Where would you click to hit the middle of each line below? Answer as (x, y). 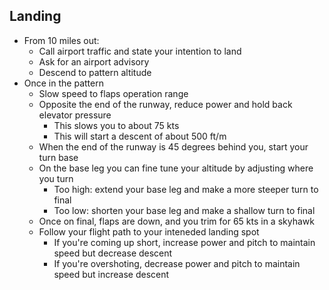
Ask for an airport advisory (94, 61)
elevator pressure (75, 115)
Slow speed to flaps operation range (113, 93)
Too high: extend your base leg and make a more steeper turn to (186, 189)
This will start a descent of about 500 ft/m (140, 136)
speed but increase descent (111, 274)
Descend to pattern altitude (95, 72)
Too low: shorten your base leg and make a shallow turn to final (184, 210)
